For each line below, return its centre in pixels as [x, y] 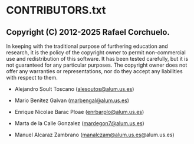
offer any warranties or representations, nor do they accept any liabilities [94, 71]
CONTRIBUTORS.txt [56, 10]
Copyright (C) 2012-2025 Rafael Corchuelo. [88, 32]
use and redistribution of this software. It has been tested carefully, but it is [97, 59]
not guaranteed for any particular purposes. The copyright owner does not [97, 65]
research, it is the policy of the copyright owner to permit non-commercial [96, 53]
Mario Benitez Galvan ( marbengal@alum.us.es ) [72, 100]
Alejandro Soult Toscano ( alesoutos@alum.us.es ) [74, 89]
